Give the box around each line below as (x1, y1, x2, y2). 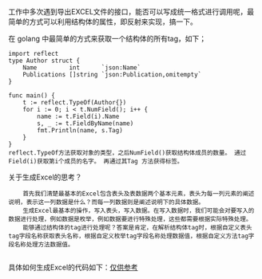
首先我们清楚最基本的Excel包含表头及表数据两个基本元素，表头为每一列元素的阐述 (22, 190, 255, 198)
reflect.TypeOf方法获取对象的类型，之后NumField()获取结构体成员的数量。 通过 (8, 149, 247, 157)
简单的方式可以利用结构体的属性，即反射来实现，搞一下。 (8, 17, 197, 26)
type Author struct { (8, 57, 81, 65)
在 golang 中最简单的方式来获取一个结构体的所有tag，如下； (8, 34, 207, 43)
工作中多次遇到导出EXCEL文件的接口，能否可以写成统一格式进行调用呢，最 (8, 7, 255, 16)
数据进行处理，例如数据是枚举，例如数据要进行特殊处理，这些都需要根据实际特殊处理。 (8, 215, 252, 223)
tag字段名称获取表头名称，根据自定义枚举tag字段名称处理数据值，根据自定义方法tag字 (8, 232, 255, 240)
